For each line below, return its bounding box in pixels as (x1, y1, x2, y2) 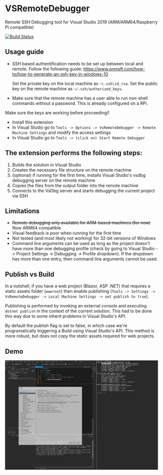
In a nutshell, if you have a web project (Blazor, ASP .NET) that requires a (5, 283, 150, 289)
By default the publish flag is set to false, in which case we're (5, 323, 128, 329)
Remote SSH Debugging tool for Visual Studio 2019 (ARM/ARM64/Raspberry (5, 19, 158, 25)
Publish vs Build (5, 270, 55, 278)
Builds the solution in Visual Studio (12, 162, 81, 168)
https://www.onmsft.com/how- (83, 66, 145, 72)
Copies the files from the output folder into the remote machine (12, 182, 139, 188)
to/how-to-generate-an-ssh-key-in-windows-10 (12, 71, 108, 77)
